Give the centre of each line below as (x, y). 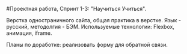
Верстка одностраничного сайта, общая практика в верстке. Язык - (94, 20)
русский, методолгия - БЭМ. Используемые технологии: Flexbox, (90, 27)
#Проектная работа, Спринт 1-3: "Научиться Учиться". (76, 9)
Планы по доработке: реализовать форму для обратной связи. (87, 45)
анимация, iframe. (29, 33)
